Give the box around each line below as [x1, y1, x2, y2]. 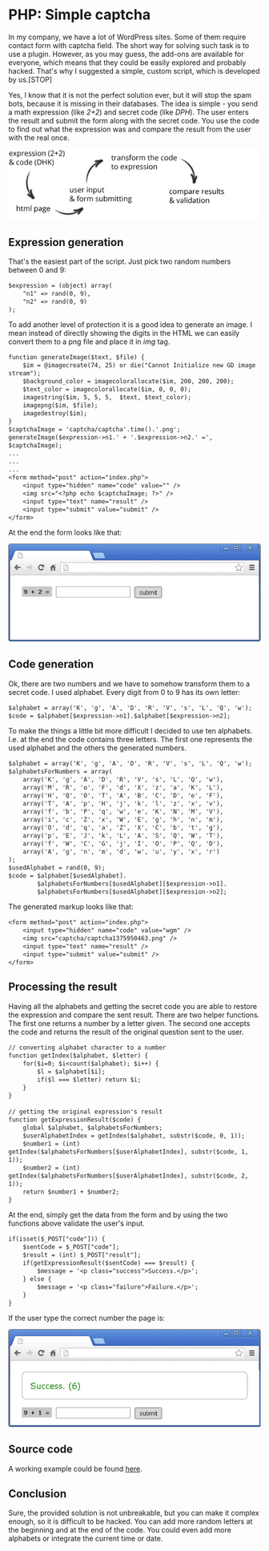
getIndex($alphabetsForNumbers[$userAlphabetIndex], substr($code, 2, [8, 1172, 249, 1180]
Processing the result [8, 980, 118, 994]
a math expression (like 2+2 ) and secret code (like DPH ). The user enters [8, 107, 250, 117]
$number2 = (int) [22, 1164, 81, 1172]
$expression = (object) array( [8, 282, 113, 290]
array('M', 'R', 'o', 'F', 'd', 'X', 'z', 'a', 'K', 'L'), [22, 783, 224, 791]
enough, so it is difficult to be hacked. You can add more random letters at [8, 1517, 253, 1526]
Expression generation [8, 235, 124, 249]
